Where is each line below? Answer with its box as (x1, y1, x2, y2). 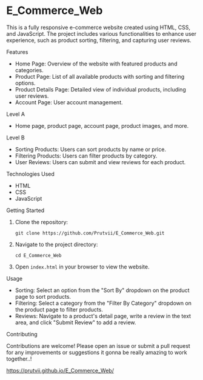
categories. (15, 66, 44, 73)
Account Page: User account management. (15, 98, 123, 106)
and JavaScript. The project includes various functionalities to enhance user (6, 30, 197, 37)
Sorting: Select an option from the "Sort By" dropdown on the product (15, 286, 190, 294)
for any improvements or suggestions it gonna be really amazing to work (6, 348, 187, 356)
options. (15, 79, 36, 87)
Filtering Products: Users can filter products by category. (15, 152, 158, 159)
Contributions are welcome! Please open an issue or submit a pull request (6, 342, 191, 349)
